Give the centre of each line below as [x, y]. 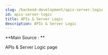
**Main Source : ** [25, 38]
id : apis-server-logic [29, 14]
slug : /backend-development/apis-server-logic [54, 10]
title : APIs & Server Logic [34, 19]
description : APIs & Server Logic [41, 24]
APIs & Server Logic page [31, 47]
